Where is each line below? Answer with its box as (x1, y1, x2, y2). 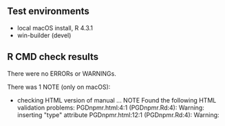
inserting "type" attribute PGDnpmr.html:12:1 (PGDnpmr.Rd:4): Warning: (17, 110, 219, 119)
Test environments (7, 6, 89, 17)
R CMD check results (7, 51, 99, 63)
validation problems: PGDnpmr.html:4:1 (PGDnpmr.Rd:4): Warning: (17, 103, 204, 112)
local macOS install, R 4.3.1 (17, 23, 93, 32)
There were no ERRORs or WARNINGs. (7, 69, 117, 78)
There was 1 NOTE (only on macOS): (7, 83, 111, 91)
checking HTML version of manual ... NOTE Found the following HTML (17, 96, 217, 104)
